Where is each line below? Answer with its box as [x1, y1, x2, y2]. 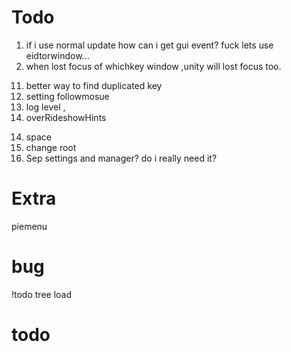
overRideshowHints [25, 111, 107, 123]
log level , [25, 101, 66, 113]
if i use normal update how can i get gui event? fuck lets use [25, 39, 274, 51]
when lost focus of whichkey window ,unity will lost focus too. [25, 60, 282, 72]
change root [25, 141, 77, 153]
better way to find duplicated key [25, 79, 163, 91]
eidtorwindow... [25, 49, 90, 61]
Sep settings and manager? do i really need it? [25, 152, 218, 164]
